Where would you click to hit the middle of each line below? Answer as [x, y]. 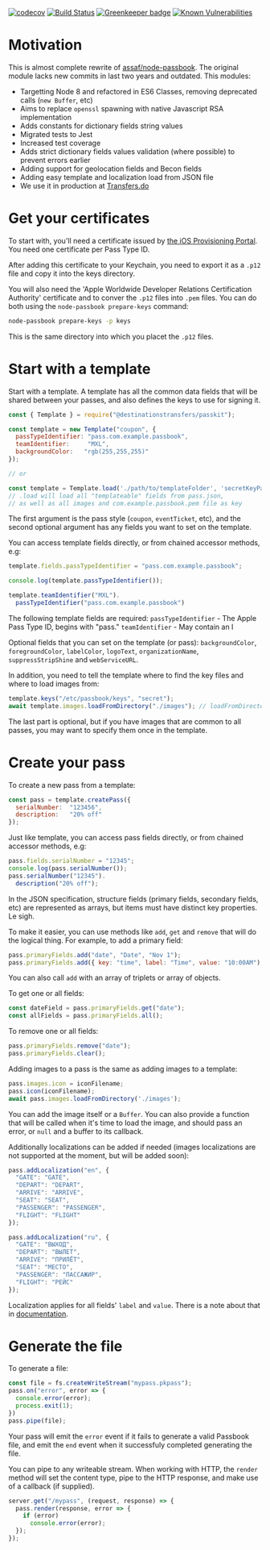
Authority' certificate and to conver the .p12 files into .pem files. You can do [133, 298]
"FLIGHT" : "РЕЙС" [45, 1282]
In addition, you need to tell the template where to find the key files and [126, 675]
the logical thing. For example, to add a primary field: [96, 940]
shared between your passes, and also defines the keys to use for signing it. [135, 400]
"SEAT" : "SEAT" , [43, 1200]
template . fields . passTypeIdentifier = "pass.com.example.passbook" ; [125, 566]
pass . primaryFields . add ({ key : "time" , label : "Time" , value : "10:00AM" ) [135, 962]
